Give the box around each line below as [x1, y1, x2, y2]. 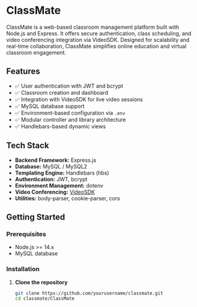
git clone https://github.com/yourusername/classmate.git [14, 290, 163, 296]
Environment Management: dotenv [14, 182, 104, 189]
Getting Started [6, 212, 65, 222]
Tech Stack [6, 140, 49, 151]
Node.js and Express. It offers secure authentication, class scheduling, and [6, 29, 192, 37]
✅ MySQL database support [14, 103, 85, 110]
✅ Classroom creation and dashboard [14, 89, 108, 96]
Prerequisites [6, 230, 46, 238]
